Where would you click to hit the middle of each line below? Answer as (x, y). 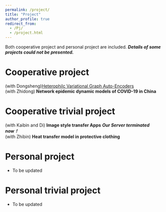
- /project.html (26, 33)
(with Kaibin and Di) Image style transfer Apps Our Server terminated (77, 125)
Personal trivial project (53, 190)
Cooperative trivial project (60, 111)
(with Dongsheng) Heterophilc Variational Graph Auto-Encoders (70, 86)
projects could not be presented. (39, 52)
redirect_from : (21, 24)
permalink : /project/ (28, 10)
